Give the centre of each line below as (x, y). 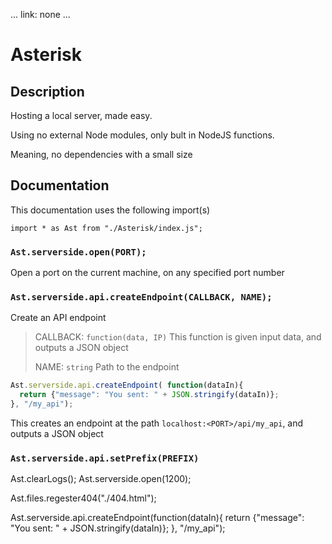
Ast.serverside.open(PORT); (78, 252)
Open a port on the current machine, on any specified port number (147, 273)
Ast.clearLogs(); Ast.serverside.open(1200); (101, 479)
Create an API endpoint (58, 318)
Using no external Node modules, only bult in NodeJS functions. (142, 135)
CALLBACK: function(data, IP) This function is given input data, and (178, 337)
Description (47, 91)
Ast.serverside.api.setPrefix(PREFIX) (105, 458)
